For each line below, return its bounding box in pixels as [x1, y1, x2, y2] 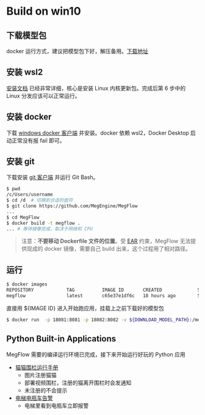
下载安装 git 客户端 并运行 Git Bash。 [6, 174, 99, 181]
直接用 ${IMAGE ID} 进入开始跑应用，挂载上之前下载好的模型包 [6, 304, 165, 312]
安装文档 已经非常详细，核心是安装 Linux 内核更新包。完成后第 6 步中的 [6, 84, 186, 92]
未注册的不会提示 [24, 386, 68, 394]
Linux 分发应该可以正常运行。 [6, 92, 81, 99]
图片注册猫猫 [24, 371, 57, 378]
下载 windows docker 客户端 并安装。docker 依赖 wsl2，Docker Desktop [6, 129, 189, 136]
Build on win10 [6, 4, 81, 18]
